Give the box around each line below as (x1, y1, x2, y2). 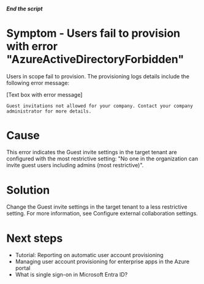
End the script (6, 5, 43, 12)
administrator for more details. (6, 108, 92, 114)
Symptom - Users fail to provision (6, 26, 181, 40)
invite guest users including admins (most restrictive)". (6, 162, 144, 169)
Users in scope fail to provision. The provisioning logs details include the (6, 72, 190, 80)
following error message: (6, 79, 69, 86)
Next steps (6, 231, 63, 245)
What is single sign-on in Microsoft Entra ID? (15, 271, 128, 278)
